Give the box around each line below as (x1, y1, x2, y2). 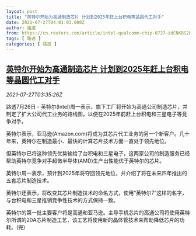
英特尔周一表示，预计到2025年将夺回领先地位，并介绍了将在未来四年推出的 (6, 169, 188, 176)
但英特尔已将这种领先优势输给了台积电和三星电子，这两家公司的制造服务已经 (6, 150, 190, 157)
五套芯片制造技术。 (6, 176, 52, 184)
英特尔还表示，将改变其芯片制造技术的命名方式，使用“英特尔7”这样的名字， (6, 189, 188, 196)
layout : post (6, 8, 38, 15)
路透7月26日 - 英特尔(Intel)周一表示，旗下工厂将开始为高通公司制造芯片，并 (6, 103, 188, 110)
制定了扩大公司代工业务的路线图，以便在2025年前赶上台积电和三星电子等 (6, 110, 183, 117)
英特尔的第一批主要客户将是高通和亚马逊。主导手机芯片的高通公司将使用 (6, 209, 180, 216)
